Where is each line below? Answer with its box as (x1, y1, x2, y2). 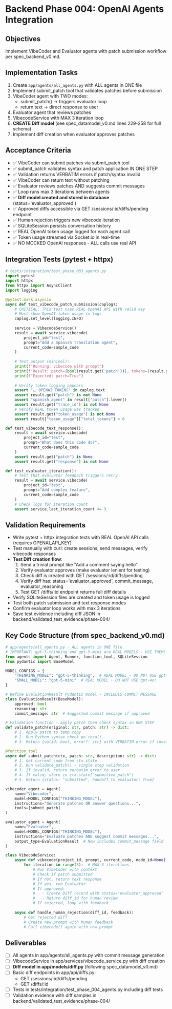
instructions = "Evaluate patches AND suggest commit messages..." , (14, 834, 159, 839)
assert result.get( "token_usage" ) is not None (14, 411, 116, 416)
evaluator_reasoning (20, 583, 64, 589)
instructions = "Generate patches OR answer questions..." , (14, 801, 141, 806)
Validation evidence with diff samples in (12, 992, 97, 998)
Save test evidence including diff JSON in (12, 611, 101, 617)
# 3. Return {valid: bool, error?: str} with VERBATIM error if (14, 739, 155, 745)
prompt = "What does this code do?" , (24, 440, 100, 445)
